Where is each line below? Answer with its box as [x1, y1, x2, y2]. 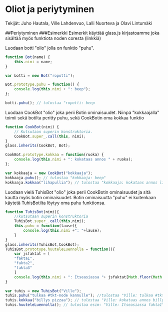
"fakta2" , [14, 261, 35, 266]
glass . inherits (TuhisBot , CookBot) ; [5, 242, 79, 247]
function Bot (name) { [5, 54, 50, 60]
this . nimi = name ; [14, 59, 52, 64]
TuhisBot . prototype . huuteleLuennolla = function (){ [5, 247, 115, 252]
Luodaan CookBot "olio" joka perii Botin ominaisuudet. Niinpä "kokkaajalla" [5, 109, 159, 115]
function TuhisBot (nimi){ [5, 209, 59, 214]
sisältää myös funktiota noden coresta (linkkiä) [5, 35, 101, 41]
